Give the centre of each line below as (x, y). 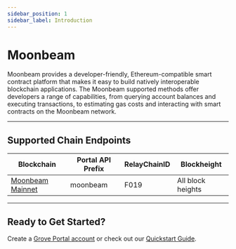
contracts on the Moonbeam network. (62, 112)
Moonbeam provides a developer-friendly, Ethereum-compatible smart (110, 74)
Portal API (94, 160)
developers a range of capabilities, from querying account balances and (112, 97)
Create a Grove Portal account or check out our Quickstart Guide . (102, 238)
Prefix (94, 169)
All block (191, 181)
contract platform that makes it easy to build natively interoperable (104, 82)
